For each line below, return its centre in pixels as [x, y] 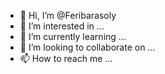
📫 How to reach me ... [66, 58]
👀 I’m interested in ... [62, 26]
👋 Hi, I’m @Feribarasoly [68, 15]
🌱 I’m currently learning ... [73, 36]
